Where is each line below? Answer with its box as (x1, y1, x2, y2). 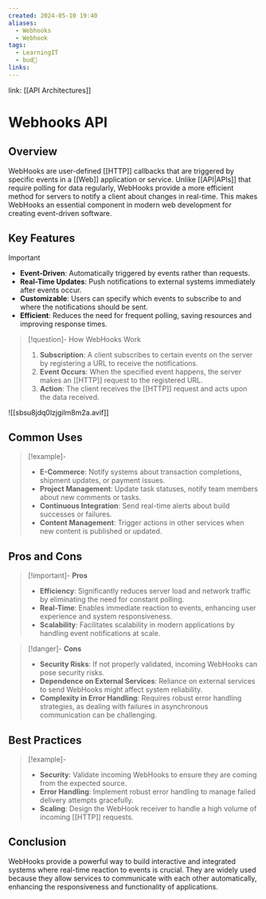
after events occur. (19, 285, 82, 295)
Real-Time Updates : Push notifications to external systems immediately (19, 277, 256, 286)
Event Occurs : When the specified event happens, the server (39, 367, 241, 376)
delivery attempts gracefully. (39, 795, 134, 805)
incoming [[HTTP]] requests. (39, 812, 134, 822)
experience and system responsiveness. (39, 611, 173, 622)
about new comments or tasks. (39, 493, 142, 502)
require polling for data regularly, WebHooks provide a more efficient (8, 183, 234, 192)
